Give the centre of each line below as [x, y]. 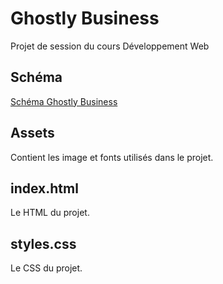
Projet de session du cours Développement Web [110, 46]
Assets [32, 133]
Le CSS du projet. [46, 268]
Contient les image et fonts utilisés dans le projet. [112, 157]
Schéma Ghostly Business [64, 101]
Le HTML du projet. [50, 213]
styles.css [43, 243]
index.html [44, 188]
